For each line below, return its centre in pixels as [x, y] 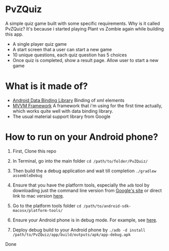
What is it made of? [47, 86]
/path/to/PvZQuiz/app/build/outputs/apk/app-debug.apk [72, 235]
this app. [14, 34]
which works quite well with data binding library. [63, 111]
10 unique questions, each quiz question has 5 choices [70, 55]
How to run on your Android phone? [82, 137]
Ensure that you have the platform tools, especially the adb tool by [81, 185]
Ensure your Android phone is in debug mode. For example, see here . [85, 220]
